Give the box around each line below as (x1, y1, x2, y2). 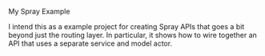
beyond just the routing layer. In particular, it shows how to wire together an (8, 31, 258, 39)
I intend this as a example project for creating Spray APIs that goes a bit (8, 22, 245, 31)
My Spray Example (8, 7, 70, 16)
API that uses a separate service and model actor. (8, 39, 173, 48)
